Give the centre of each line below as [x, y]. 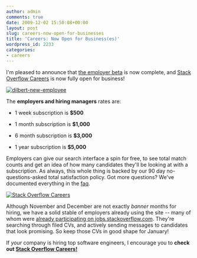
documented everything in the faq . [48, 183]
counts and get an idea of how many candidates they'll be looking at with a [97, 164]
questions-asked [27, 177]
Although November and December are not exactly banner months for [91, 206]
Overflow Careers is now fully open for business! [65, 78]
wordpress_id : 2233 [30, 45]
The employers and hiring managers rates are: [64, 101]
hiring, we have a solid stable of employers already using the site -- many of [98, 212]
